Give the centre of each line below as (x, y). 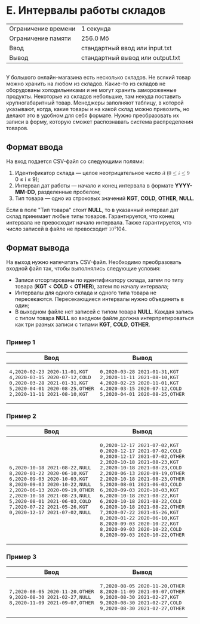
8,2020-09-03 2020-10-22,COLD (141, 529)
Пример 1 (21, 342)
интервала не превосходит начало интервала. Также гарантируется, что (99, 223)
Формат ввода (35, 147)
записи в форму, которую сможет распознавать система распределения (100, 122)
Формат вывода (38, 248)
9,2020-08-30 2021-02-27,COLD (141, 603)
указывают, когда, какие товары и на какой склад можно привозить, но (98, 109)
